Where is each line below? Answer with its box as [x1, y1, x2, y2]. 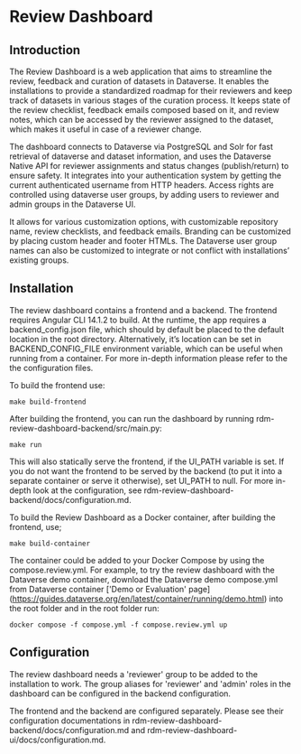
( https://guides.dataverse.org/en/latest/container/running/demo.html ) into [9, 593, 284, 604]
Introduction [9, 42, 81, 58]
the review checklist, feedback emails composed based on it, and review [9, 105, 279, 115]
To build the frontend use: [9, 379, 105, 390]
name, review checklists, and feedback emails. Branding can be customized [9, 226, 291, 237]
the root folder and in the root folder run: [9, 602, 160, 613]
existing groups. [9, 255, 69, 265]
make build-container [9, 539, 91, 548]
